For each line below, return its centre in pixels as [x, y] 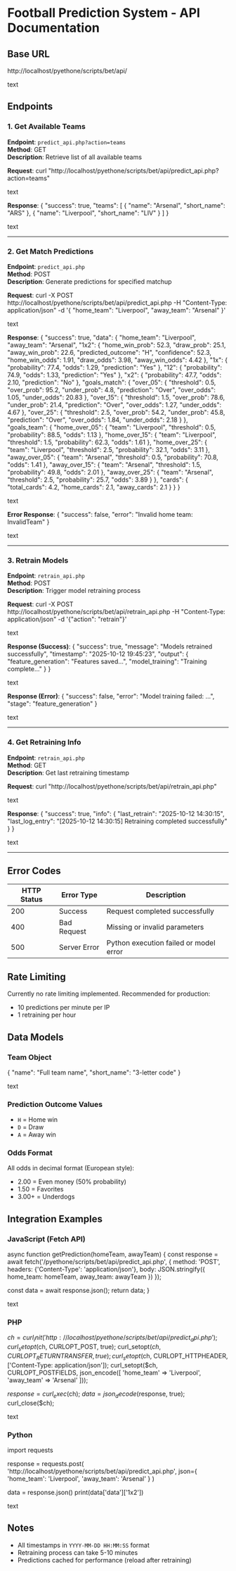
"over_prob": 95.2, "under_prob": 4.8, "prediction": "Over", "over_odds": [112, 389]
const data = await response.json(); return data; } [78, 1291]
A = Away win [37, 1134]
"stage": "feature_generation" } [52, 704]
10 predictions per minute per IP [64, 1008]
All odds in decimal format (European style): [71, 1168]
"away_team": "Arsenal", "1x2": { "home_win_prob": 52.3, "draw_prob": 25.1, [117, 345]
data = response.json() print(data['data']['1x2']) [76, 1492]
